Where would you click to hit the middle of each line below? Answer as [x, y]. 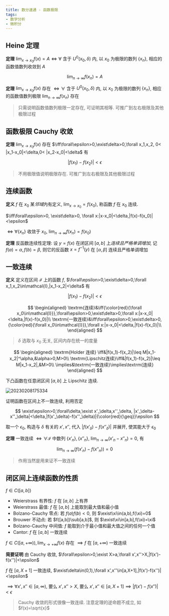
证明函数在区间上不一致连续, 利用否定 [44, 401]
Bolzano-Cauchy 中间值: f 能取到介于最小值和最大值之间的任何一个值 [84, 526]
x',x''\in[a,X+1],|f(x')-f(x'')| [134, 570]
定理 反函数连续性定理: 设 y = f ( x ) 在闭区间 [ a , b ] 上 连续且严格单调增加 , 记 [81, 243]
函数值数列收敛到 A [26, 66]
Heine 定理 [23, 45]
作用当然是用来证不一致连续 [47, 461]
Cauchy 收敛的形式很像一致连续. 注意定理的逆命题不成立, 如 [79, 602]
